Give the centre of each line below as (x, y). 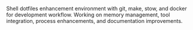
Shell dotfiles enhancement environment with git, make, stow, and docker (97, 9)
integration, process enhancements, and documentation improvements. (94, 21)
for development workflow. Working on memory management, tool (88, 15)
